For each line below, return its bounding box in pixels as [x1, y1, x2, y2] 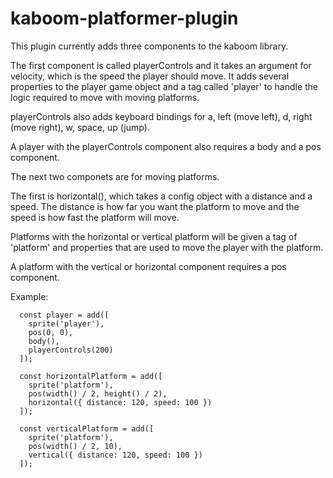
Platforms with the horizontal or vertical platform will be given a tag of [10, 230, 298, 242]
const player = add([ [19, 310, 110, 320]
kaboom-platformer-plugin [10, 7, 239, 30]
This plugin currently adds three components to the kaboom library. [10, 40, 289, 52]
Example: [10, 290, 49, 302]
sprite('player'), [28, 318, 105, 329]
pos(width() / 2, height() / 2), [28, 388, 168, 399]
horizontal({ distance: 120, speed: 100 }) [28, 397, 213, 407]
